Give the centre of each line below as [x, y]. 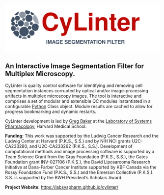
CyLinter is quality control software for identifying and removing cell [74, 85]
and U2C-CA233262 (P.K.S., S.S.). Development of [81, 146]
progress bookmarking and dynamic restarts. [51, 111]
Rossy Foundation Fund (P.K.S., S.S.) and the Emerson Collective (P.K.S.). [79, 172]
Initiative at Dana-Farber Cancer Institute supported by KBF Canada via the [81, 167]
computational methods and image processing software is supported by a [80, 152]
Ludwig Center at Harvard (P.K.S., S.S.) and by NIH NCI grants [68, 141]
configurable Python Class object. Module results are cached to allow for [79, 107]
